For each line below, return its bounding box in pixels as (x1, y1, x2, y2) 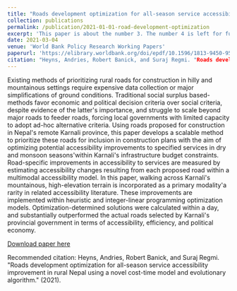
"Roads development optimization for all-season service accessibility (7, 261, 209, 269)
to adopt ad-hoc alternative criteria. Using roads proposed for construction (7, 121, 226, 129)
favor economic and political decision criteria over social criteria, (34, 98, 222, 107)
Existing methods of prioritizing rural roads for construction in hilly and (7, 76, 213, 84)
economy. (7, 225, 37, 234)
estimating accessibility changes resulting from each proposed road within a (7, 165, 230, 174)
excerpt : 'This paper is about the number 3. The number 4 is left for (7, 30, 222, 37)
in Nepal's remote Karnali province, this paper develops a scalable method (7, 128, 224, 136)
